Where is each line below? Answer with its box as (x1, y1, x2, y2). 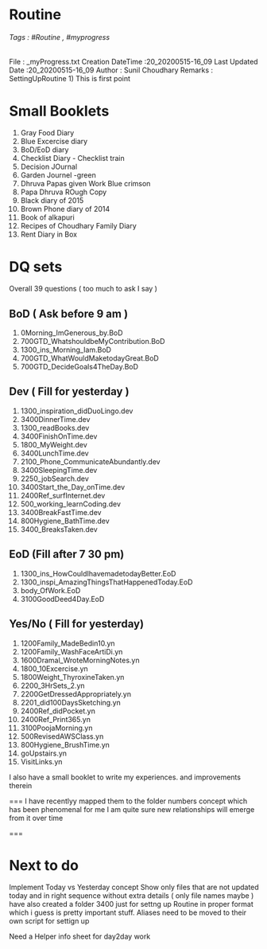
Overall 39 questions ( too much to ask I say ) (9, 284, 158, 294)
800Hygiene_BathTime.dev (20, 516, 110, 525)
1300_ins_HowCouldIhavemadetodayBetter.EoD (20, 568, 176, 578)
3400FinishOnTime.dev (20, 432, 98, 441)
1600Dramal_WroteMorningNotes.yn (20, 655, 140, 665)
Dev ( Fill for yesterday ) (9, 385, 130, 399)
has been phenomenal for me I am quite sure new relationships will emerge (9, 804, 255, 814)
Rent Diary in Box (20, 229, 78, 240)
